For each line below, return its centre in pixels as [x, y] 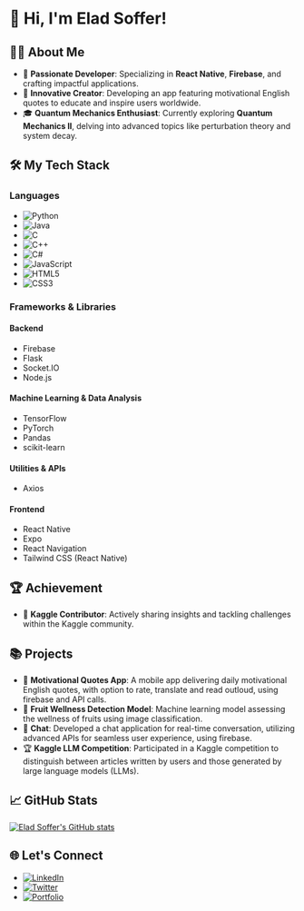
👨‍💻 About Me [47, 52]
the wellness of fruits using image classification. [113, 719]
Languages [35, 196]
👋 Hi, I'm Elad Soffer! [88, 19]
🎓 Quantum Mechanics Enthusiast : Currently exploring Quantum [147, 113]
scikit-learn [44, 448]
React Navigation [54, 549]
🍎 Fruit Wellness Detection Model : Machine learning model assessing [154, 709]
